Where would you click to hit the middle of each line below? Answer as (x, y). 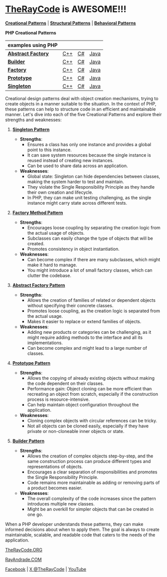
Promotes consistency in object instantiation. (73, 249)
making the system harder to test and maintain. (76, 182)
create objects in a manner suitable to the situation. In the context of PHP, (81, 104)
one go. (35, 514)
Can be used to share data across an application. (78, 166)
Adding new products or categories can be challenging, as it (89, 332)
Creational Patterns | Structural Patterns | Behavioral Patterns (71, 23)
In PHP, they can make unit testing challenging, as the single (89, 197)
